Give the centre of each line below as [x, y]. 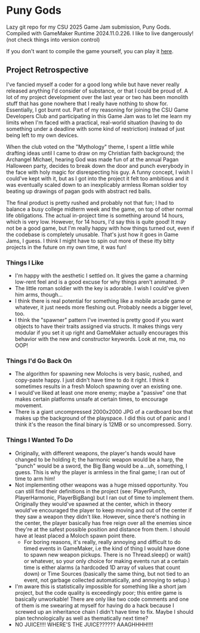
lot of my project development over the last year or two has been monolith [97, 97]
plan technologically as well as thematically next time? [81, 618]
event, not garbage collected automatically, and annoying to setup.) [107, 580]
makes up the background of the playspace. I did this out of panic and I [102, 418]
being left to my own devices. [42, 135]
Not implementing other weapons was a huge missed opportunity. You [101, 485]
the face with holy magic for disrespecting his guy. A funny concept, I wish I [99, 172]
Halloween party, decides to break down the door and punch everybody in [98, 165]
